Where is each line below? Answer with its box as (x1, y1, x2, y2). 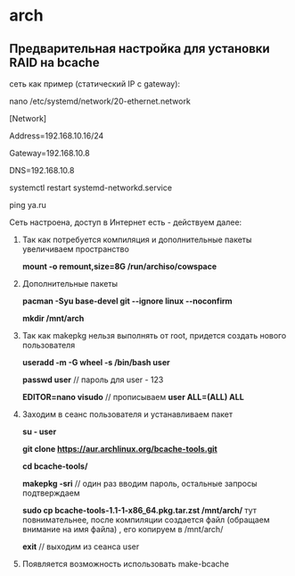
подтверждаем (21, 488, 80, 498)
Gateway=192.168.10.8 (9, 148, 91, 158)
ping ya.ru (9, 200, 47, 210)
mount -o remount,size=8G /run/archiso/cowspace (21, 261, 217, 271)
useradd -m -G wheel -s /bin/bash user (21, 357, 171, 367)
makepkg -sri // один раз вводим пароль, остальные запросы (21, 479, 258, 488)
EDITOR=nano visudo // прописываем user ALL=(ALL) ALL (21, 392, 245, 402)
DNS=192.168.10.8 (9, 165, 75, 175)
